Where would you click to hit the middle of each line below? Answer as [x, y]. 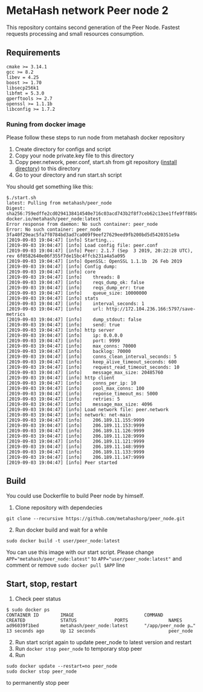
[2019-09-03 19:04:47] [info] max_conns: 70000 [71, 346]
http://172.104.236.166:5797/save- [151, 309]
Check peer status [38, 598]
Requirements [33, 53]
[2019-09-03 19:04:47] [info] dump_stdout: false [74, 320]
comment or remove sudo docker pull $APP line [66, 565]
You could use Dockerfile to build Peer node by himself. [76, 496]
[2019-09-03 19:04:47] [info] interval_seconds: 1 [76, 304]
